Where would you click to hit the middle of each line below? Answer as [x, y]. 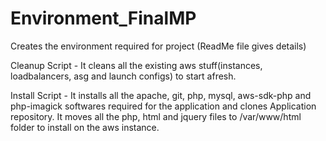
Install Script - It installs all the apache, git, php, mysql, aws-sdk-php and [161, 95]
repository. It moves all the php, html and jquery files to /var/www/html [156, 116]
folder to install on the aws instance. [85, 127]
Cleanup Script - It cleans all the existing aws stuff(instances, [136, 65]
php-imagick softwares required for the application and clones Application [163, 106]
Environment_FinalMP [103, 18]
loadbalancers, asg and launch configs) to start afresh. [123, 76]
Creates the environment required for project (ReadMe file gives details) [158, 46]
